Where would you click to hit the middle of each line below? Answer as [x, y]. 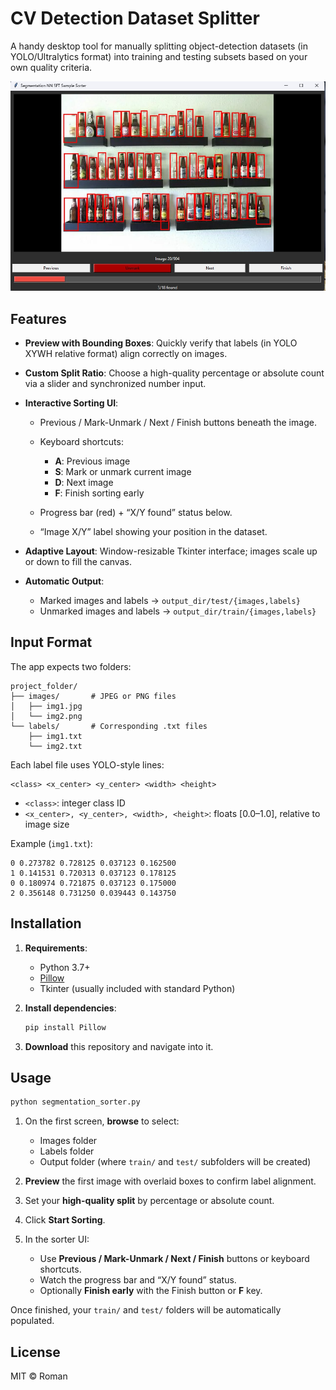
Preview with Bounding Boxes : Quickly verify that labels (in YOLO [161, 343]
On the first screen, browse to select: [102, 1121]
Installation [46, 923]
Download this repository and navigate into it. [119, 1046]
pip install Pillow [65, 1027]
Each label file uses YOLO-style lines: [87, 764]
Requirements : [56, 948]
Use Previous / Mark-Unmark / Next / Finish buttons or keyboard [174, 1259]
